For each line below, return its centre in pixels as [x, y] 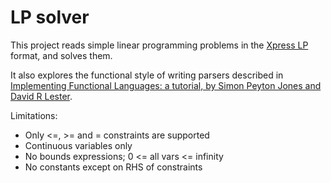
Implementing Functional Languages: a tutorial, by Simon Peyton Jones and [166, 85]
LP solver [50, 17]
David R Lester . [41, 96]
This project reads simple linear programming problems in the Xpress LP [159, 45]
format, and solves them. [61, 55]
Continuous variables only [78, 145]
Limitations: [34, 115]
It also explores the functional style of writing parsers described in [147, 75]
